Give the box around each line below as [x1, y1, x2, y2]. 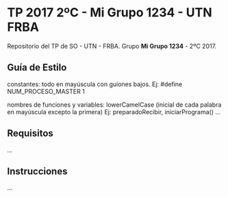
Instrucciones [7, 166, 68, 177]
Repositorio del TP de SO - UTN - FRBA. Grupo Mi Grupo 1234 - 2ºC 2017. [7, 42, 217, 50]
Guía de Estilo [7, 62, 67, 73]
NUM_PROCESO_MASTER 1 [7, 87, 86, 95]
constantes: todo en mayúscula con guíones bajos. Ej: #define [7, 80, 183, 88]
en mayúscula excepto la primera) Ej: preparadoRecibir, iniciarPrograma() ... [7, 107, 221, 116]
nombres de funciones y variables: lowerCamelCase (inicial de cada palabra [7, 101, 222, 109]
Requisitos [7, 128, 53, 140]
